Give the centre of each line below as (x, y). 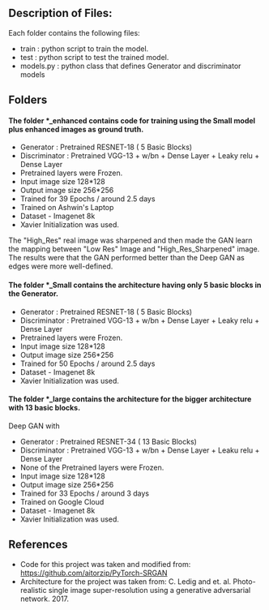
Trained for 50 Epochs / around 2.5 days (88, 363)
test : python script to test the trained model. (94, 57)
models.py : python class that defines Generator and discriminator (130, 66)
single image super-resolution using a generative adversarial (149, 590)
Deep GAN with (34, 426)
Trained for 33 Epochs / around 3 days (85, 493)
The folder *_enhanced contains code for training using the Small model (132, 120)
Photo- (245, 581)
